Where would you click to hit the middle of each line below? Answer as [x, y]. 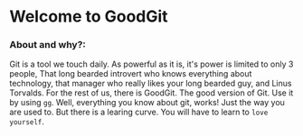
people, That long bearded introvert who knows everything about [131, 74]
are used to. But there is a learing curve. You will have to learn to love [139, 112]
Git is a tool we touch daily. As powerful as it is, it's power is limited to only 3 [151, 64]
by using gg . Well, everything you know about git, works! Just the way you [147, 103]
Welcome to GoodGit [89, 17]
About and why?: [47, 45]
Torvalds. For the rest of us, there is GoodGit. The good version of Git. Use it [151, 93]
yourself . [27, 122]
